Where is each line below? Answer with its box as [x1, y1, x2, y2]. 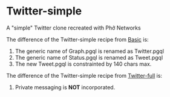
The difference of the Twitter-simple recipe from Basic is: [6, 36, 149, 43]
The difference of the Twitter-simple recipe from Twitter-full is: [6, 72, 162, 79]
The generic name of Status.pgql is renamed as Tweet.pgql [15, 54, 163, 61]
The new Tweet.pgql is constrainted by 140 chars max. [15, 60, 152, 67]
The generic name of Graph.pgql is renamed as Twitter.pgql [15, 47, 165, 55]
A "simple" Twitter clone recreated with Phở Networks [6, 24, 141, 31]
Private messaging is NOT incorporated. [15, 83, 116, 91]
